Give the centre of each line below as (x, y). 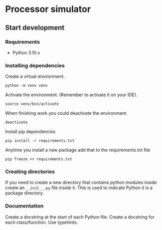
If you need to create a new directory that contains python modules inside (81, 183)
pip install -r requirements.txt (40, 141)
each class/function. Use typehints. (42, 222)
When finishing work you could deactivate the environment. (67, 113)
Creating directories (30, 172)
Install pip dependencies (30, 132)
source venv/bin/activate (32, 104)
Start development (35, 28)
